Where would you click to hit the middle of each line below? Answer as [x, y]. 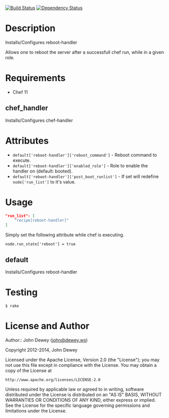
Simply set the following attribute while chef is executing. [65, 235]
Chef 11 [20, 92]
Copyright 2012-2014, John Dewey [41, 350]
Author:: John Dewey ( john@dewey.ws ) [47, 340]
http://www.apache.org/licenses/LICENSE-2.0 [53, 380]
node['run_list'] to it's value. [44, 182]
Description [30, 28]
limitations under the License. [36, 410]
